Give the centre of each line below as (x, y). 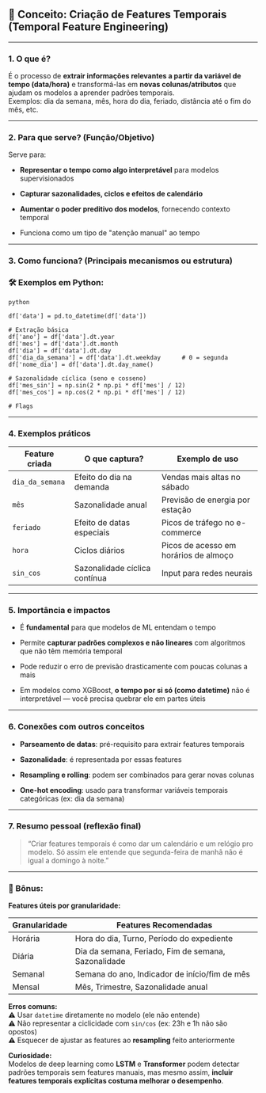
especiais (92, 532)
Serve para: (27, 154)
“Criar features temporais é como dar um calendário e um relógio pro (140, 844)
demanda (91, 486)
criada (40, 463)
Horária (26, 939)
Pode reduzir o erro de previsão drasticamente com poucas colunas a (133, 667)
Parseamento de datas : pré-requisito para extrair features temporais (132, 744)
